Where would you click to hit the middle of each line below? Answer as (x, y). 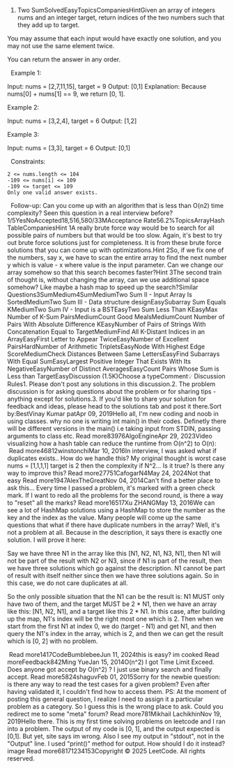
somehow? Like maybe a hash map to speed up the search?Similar (103, 287)
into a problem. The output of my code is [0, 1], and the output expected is (114, 729)
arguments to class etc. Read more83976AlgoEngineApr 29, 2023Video (110, 436)
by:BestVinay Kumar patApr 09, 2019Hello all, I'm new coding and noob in (113, 414)
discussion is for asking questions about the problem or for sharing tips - (112, 391)
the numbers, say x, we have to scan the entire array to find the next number (117, 257)
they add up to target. (48, 25)
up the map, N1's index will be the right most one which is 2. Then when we (116, 619)
